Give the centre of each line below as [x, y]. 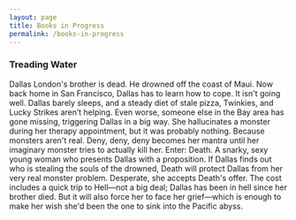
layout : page [33, 17]
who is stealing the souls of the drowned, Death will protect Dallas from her [146, 168]
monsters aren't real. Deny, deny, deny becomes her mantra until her [134, 140]
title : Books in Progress [57, 26]
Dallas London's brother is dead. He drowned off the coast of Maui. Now [141, 84]
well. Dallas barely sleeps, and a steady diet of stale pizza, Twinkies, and [141, 102]
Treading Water [43, 64]
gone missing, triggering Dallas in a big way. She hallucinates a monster [140, 121]
